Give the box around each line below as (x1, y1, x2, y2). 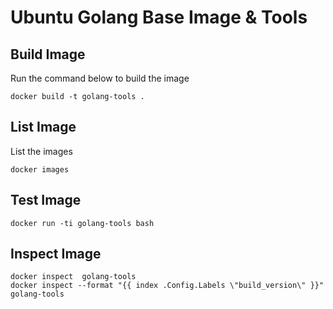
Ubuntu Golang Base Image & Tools (10, 6, 308, 29)
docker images (10, 164, 70, 175)
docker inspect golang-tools (10, 272, 137, 282)
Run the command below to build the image (10, 72, 190, 84)
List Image (10, 119, 77, 136)
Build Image (10, 46, 86, 63)
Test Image (10, 192, 82, 209)
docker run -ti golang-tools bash (10, 218, 155, 228)
